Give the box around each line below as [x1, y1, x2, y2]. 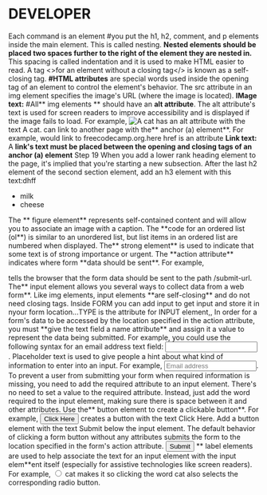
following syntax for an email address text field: [8, 341, 164, 351]
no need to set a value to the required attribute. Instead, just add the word [8, 387, 251, 397]
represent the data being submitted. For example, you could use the [8, 333, 231, 342]
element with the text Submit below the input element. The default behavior [8, 423, 256, 433]
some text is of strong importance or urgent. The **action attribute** [8, 249, 234, 258]
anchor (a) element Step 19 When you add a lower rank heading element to [8, 150, 257, 160]
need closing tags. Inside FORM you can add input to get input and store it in [8, 298, 260, 308]
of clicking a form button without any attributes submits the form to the [8, 432, 241, 441]
